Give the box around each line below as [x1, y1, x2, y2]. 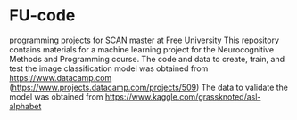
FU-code [9, 5, 76, 26]
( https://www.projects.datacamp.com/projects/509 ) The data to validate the [9, 82, 288, 92]
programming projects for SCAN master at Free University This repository [9, 35, 279, 45]
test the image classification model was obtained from [9, 63, 209, 74]
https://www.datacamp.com [9, 72, 112, 83]
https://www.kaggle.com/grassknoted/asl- [105, 91, 261, 102]
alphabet [9, 100, 42, 111]
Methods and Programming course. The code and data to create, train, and [9, 53, 285, 64]
